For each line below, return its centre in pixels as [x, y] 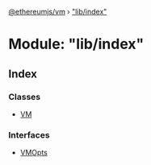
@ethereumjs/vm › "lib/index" [58, 12]
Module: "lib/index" [76, 44]
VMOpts [34, 153]
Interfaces [29, 134]
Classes [25, 97]
